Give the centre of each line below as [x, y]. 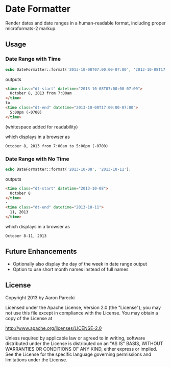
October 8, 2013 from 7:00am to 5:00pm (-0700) [57, 146]
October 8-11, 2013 [26, 236]
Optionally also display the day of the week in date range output [80, 264]
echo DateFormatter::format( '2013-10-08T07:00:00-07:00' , [68, 69]
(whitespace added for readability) [42, 127]
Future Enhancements [41, 252]
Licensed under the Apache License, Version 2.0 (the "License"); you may [83, 307]
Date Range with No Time [37, 159]
